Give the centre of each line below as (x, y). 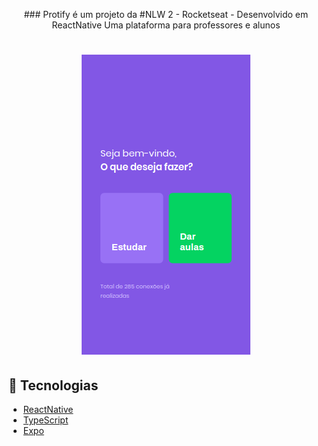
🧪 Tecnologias (53, 385)
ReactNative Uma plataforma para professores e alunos (166, 25)
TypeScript (45, 420)
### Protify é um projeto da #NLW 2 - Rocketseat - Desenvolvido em (166, 14)
